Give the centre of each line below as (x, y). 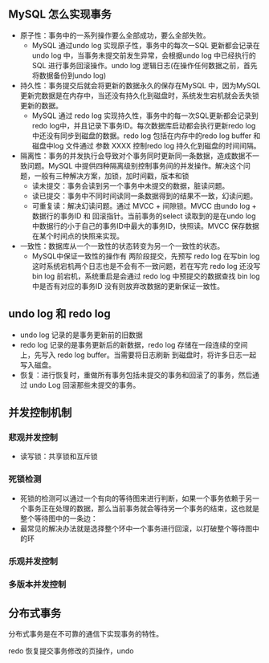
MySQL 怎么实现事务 (60, 14)
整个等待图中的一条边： (59, 518)
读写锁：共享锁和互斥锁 (59, 457)
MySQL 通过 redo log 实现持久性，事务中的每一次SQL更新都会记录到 (145, 116)
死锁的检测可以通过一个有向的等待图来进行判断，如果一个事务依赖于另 (136, 498)
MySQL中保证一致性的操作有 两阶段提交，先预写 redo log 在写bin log (146, 256)
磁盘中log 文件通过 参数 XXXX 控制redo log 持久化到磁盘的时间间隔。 (146, 145)
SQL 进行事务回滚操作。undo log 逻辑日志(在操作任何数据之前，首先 (145, 65)
